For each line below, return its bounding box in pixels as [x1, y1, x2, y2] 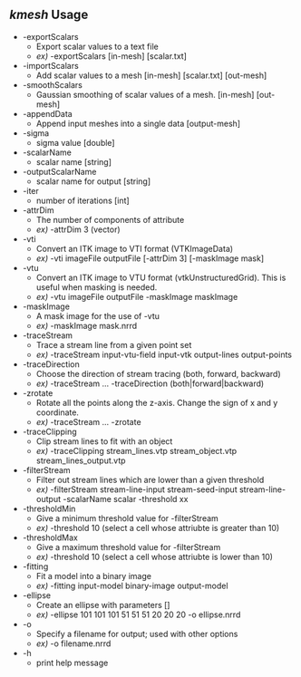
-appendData [22, 108, 73, 119]
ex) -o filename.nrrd [35, 638, 112, 649]
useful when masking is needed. [35, 281, 158, 293]
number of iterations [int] [35, 195, 130, 206]
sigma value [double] [35, 137, 115, 148]
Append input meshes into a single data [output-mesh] [35, 118, 241, 129]
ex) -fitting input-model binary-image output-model [35, 580, 228, 591]
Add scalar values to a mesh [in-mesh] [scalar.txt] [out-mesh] [35, 70, 267, 81]
